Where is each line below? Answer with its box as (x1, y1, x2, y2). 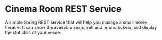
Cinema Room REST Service (5, 3, 122, 14)
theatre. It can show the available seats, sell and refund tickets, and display (5, 24, 157, 30)
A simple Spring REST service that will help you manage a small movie (5, 19, 147, 25)
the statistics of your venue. (5, 29, 62, 35)
